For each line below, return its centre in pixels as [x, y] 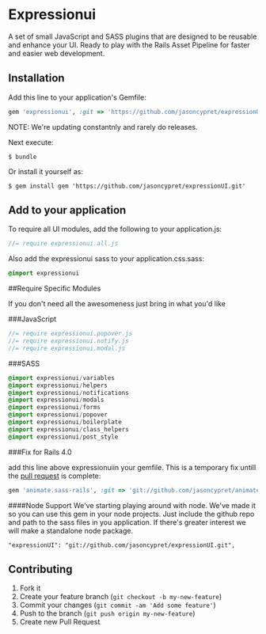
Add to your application [67, 210]
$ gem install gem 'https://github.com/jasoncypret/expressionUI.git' [127, 186]
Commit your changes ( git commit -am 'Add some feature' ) [118, 605]
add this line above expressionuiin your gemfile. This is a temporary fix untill [132, 467]
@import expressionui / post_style [63, 437]
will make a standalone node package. [70, 530]
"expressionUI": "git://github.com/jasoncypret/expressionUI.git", [122, 545]
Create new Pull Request [60, 622]
